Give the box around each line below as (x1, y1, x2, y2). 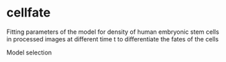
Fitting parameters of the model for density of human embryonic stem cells (6, 28, 220, 36)
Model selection (6, 48, 52, 56)
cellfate (6, 5, 51, 21)
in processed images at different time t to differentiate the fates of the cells (6, 34, 219, 43)
